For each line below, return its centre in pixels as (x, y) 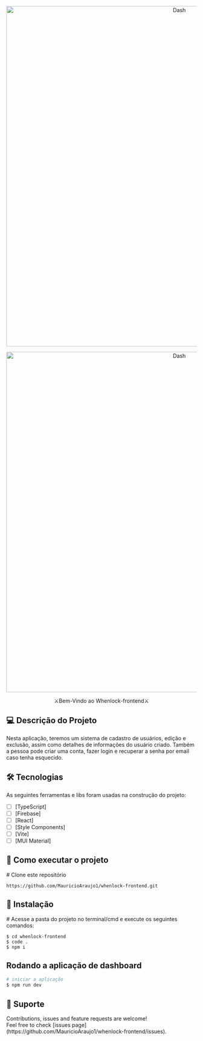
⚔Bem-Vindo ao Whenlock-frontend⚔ (101, 701)
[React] (24, 820)
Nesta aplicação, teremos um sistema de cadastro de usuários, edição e (96, 738)
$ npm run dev (24, 985)
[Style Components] (40, 827)
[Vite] (22, 834)
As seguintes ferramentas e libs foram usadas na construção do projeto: (96, 795)
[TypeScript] (31, 806)
